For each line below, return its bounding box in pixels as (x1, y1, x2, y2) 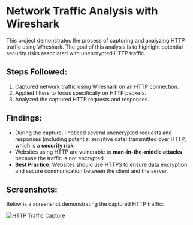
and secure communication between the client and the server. (14, 167, 168, 175)
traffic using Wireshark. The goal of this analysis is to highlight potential (6, 43, 183, 50)
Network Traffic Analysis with (6, 4, 158, 18)
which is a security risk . (14, 142, 76, 149)
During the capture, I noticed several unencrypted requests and (14, 129, 172, 136)
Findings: (6, 113, 43, 124)
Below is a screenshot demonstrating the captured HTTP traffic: (6, 200, 164, 208)
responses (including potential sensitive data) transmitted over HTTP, (14, 135, 186, 142)
